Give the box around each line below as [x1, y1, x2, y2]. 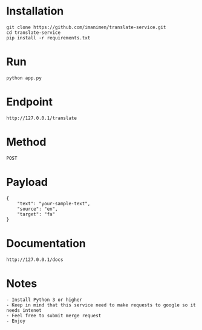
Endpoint [6, 95, 53, 109]
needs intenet [6, 307, 42, 313]
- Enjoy [6, 318, 26, 324]
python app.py [6, 74, 42, 81]
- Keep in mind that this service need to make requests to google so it [6, 302, 197, 308]
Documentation [6, 236, 86, 250]
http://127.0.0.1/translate [6, 115, 77, 121]
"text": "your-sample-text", [17, 200, 91, 206]
